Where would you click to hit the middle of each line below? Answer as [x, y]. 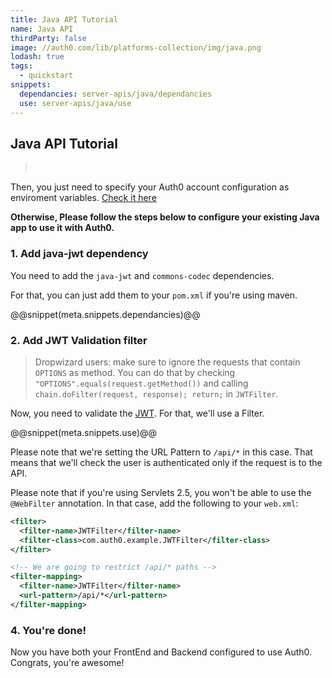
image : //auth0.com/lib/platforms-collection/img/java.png [136, 47]
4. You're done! [48, 630]
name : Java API [42, 29]
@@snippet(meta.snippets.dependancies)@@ [105, 314]
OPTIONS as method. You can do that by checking [135, 372]
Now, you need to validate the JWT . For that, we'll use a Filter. [137, 413]
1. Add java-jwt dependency [79, 254]
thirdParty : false [48, 38]
